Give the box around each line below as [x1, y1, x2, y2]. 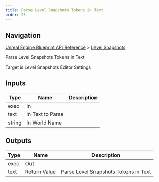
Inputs [5, 79, 26, 87]
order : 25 [5, 12, 26, 17]
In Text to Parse [26, 111, 64, 118]
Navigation [5, 31, 41, 40]
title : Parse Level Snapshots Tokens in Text [5, 7, 103, 13]
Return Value [25, 168, 56, 175]
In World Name [26, 119, 62, 126]
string [8, 119, 22, 126]
